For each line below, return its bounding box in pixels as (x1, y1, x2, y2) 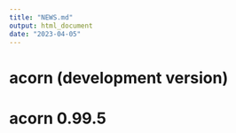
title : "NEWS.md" (9, 12, 74, 22)
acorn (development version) (9, 67, 229, 88)
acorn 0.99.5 (9, 108, 106, 129)
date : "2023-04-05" (9, 29, 82, 38)
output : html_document (9, 21, 93, 30)
